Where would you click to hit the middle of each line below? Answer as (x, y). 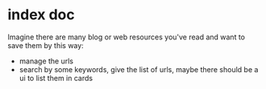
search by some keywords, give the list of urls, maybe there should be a (139, 69)
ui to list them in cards (56, 78)
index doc (41, 15)
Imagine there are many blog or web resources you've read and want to (126, 37)
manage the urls (46, 61)
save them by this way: (46, 45)
